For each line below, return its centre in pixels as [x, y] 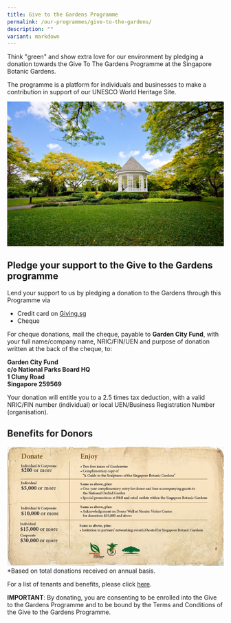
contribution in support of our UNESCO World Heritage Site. [92, 92]
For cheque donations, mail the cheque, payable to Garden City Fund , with [113, 334]
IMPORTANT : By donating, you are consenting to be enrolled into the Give [112, 598]
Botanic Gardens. [32, 72]
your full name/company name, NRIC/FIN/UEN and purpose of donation [109, 341]
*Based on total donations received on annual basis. [81, 571]
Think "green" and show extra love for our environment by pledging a [106, 57]
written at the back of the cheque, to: [59, 348]
